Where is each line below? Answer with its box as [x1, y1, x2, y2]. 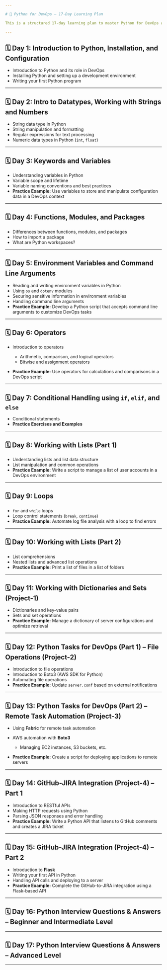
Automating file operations [12, 677, 67, 683]
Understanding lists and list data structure [12, 457, 98, 462]
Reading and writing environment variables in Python [12, 282, 121, 288]
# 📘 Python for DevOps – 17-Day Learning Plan [5, 11, 103, 16]
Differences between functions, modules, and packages [12, 229, 128, 235]
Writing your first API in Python [12, 872, 76, 878]
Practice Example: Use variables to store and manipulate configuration [12, 188, 158, 194]
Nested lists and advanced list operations [12, 559, 97, 565]
